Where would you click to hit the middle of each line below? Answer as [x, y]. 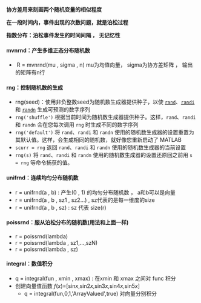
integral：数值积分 [30, 264]
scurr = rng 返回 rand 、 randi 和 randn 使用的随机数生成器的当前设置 [100, 147]
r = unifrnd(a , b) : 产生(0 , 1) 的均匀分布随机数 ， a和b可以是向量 [95, 192]
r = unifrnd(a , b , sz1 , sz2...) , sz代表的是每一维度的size [85, 200]
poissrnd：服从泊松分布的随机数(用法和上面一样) [68, 222]
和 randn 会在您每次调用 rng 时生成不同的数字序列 [77, 125]
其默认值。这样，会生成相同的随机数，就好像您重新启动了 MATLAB [98, 140]
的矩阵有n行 [30, 73]
